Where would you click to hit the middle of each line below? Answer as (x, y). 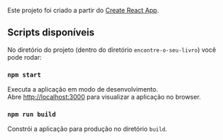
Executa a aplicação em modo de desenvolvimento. (83, 90)
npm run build (32, 114)
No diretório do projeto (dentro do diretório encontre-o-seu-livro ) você (112, 50)
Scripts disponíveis (51, 32)
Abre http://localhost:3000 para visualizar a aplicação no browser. (104, 97)
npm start (24, 75)
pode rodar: (25, 57)
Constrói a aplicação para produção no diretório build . (87, 129)
